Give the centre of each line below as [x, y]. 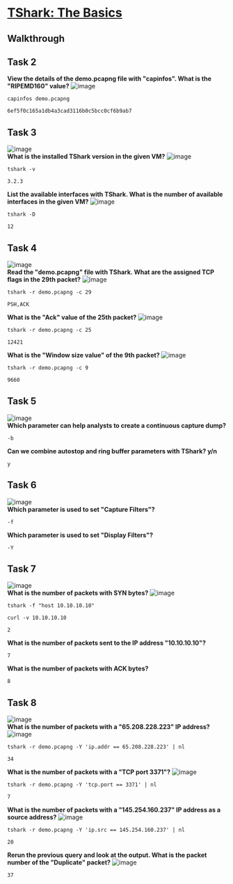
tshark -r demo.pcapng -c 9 [48, 368]
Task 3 [22, 132]
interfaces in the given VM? [48, 202]
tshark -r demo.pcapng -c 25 [49, 330]
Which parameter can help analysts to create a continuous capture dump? [117, 425]
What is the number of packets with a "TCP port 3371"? [89, 772]
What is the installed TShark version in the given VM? [86, 156]
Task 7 [22, 569]
